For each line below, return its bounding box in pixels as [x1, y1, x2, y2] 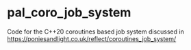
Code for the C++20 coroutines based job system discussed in [7, 27, 185, 36]
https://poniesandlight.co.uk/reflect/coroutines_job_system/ [7, 34, 177, 42]
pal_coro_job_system [7, 5, 131, 21]
